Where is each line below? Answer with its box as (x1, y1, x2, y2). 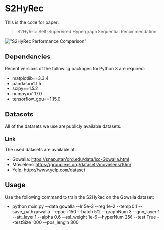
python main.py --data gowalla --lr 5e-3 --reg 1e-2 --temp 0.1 (12, 203, 137, 209)
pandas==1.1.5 (12, 80, 42, 86)
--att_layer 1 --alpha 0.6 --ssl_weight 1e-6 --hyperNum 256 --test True (12, 214, 156, 220)
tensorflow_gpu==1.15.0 (12, 96, 61, 102)
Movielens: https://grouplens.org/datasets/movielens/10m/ (12, 161, 131, 167)
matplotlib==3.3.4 (12, 75, 49, 81)
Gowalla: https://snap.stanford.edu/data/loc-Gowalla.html (12, 156, 129, 162)
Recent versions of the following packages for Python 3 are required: (5, 65, 145, 71)
